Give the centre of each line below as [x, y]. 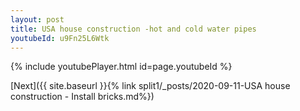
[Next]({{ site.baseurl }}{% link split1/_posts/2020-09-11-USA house [150, 86]
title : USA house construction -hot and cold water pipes [133, 29]
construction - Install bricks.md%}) [82, 97]
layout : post [37, 19]
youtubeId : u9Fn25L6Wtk [60, 38]
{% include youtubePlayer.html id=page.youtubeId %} [121, 67]
